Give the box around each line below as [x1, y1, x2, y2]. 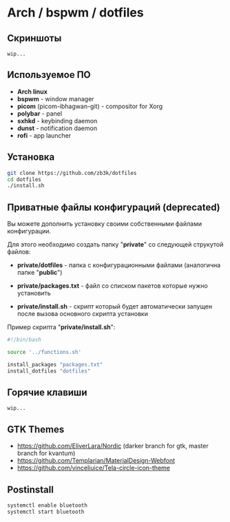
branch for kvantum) [17, 449, 76, 457]
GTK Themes [7, 424, 65, 435]
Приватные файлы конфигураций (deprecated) [7, 201, 220, 213]
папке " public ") [17, 269, 63, 277]
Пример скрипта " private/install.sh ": [7, 323, 116, 331]
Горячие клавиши [7, 386, 87, 398]
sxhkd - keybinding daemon [17, 116, 98, 125]
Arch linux [17, 87, 48, 96]
